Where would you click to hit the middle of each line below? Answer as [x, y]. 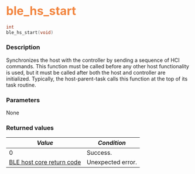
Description [23, 47]
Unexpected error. [112, 162]
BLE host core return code [45, 162]
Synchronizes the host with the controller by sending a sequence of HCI [93, 60]
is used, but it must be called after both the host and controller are [86, 72]
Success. [100, 153]
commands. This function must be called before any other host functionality [97, 66]
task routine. [21, 85]
